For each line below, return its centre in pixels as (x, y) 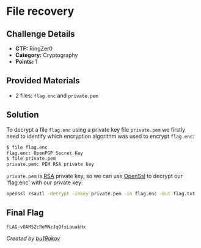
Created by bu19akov (33, 238)
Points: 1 (26, 62)
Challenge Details (41, 34)
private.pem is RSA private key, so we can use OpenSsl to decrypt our (95, 176)
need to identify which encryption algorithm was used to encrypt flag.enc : (100, 136)
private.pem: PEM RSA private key (50, 164)
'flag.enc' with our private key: (45, 182)
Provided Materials (43, 81)
